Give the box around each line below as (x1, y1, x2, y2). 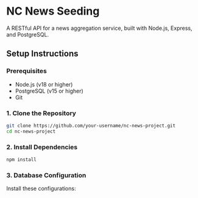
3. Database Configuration (6, 171, 87, 179)
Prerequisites (6, 67, 47, 76)
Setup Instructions (6, 49, 79, 59)
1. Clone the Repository (6, 108, 76, 117)
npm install (6, 157, 37, 163)
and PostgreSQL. (6, 30, 49, 38)
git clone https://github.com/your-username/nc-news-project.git (6, 122, 175, 129)
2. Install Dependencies (6, 143, 78, 151)
